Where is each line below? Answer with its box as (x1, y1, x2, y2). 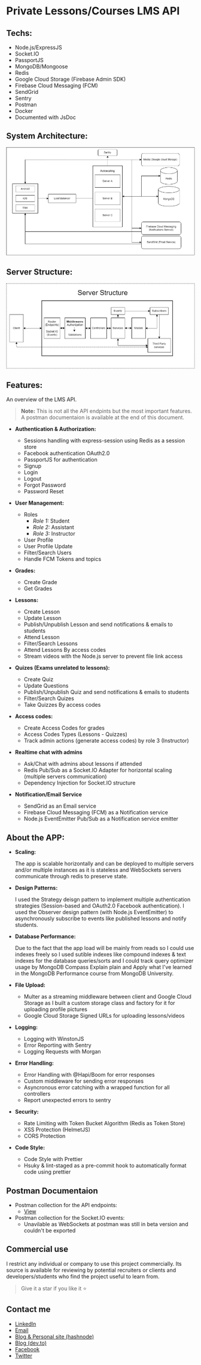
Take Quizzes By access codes (23, 701, 101, 709)
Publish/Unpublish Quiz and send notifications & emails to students (23, 689, 190, 696)
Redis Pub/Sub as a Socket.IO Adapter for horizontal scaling (23, 767, 172, 774)
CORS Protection (23, 1132, 66, 1140)
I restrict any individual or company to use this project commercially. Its (6, 1260, 182, 1267)
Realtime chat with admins (14, 749, 83, 756)
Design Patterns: (14, 884, 58, 891)
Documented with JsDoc (14, 114, 76, 121)
